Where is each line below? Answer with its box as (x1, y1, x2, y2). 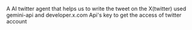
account (6, 18, 28, 25)
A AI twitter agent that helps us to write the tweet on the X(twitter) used (6, 5, 186, 12)
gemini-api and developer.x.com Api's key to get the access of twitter (6, 11, 182, 19)
